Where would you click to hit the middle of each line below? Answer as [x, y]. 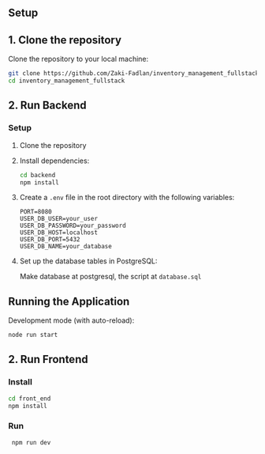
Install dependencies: [54, 161]
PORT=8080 [36, 212]
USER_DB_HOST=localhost [59, 233]
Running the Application [69, 301]
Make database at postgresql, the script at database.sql [110, 277]
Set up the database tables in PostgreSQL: [88, 261]
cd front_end [30, 399]
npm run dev [31, 442]
